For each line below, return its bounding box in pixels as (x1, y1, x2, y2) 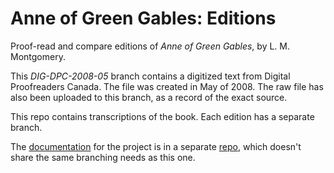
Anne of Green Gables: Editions (10, 7, 277, 30)
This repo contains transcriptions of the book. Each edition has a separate (10, 110, 315, 122)
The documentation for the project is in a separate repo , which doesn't (10, 140, 302, 152)
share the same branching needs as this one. (10, 151, 196, 163)
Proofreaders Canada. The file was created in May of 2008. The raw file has (10, 80, 324, 92)
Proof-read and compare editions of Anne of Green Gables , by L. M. (10, 40, 291, 52)
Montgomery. (10, 50, 66, 62)
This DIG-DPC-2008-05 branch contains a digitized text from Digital (10, 70, 291, 82)
